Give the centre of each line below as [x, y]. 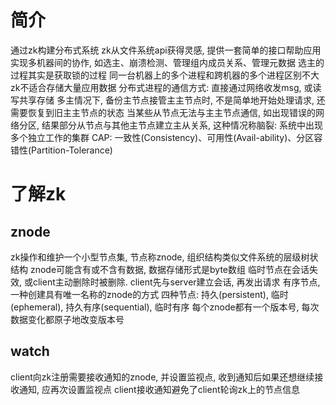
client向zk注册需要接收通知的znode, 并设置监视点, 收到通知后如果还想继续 [162, 377]
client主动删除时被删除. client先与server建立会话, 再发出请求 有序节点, [176, 282]
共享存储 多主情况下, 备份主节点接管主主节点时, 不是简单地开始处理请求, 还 [172, 100]
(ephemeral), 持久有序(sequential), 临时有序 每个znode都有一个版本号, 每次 [165, 307]
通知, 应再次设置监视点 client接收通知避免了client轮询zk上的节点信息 [159, 389]
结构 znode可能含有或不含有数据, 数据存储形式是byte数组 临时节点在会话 [160, 269]
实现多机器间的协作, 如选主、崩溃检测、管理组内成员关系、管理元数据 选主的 [167, 62]
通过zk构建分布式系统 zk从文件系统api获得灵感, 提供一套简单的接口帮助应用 [166, 50]
